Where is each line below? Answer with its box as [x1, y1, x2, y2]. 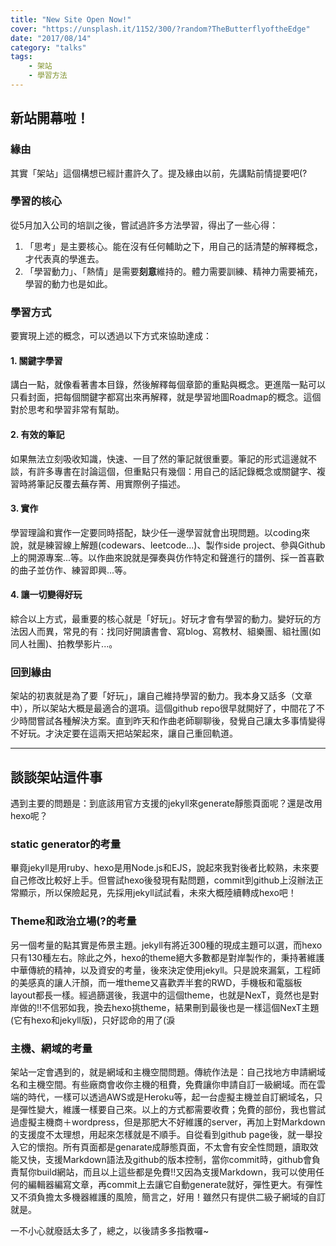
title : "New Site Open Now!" [10, 14, 132, 25]
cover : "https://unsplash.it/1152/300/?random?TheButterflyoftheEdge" [10, 24, 311, 34]
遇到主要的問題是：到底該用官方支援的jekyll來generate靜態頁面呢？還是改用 [10, 797, 323, 810]
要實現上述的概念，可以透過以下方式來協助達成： [10, 330, 212, 342]
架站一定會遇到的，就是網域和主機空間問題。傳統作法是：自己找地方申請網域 [10, 1066, 326, 1078]
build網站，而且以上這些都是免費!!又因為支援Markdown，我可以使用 [36, 1166, 317, 1178]
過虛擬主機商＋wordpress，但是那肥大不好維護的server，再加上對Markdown [10, 1116, 326, 1128]
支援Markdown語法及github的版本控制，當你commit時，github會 [44, 1153, 313, 1165]
